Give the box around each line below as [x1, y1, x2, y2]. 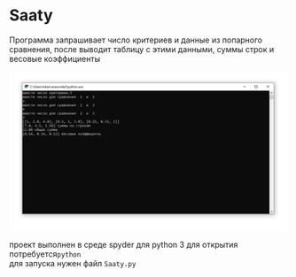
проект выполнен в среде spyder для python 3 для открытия [9, 240, 238, 250]
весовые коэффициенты [9, 53, 100, 64]
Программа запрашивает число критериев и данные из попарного [9, 35, 263, 45]
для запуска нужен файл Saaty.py [9, 258, 136, 269]
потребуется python [9, 249, 82, 259]
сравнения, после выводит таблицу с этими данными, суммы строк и [9, 43, 275, 54]
